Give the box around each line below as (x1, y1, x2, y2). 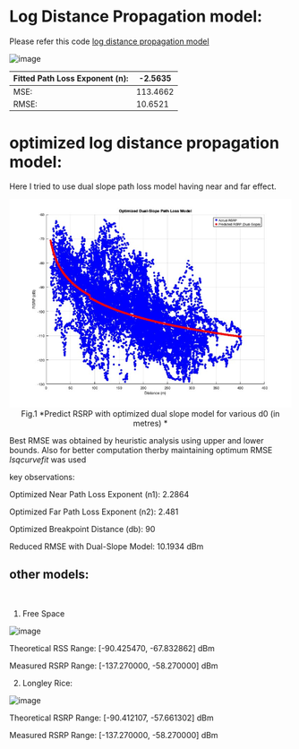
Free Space (21, 607, 65, 619)
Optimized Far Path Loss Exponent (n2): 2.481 (9, 506, 179, 517)
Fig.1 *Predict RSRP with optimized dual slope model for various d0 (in (21, 408, 280, 418)
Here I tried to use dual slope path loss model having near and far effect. (9, 181, 278, 192)
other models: (9, 567, 90, 582)
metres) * (132, 418, 168, 428)
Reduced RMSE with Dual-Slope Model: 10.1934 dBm (9, 540, 204, 552)
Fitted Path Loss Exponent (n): (13, 73, 129, 84)
